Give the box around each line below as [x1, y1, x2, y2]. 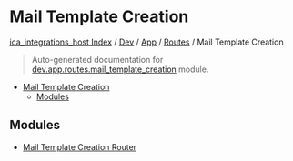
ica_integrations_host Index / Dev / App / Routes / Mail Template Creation [9, 36, 284, 47]
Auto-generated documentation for [31, 54, 164, 65]
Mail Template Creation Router [22, 141, 137, 152]
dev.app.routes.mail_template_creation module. [31, 64, 209, 75]
